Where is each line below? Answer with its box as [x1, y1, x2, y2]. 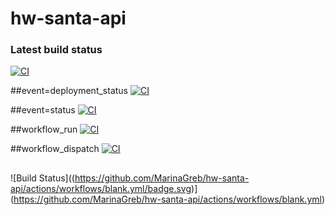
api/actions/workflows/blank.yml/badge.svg [10, 182, 192, 194]
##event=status [10, 104, 76, 116]
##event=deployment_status [10, 85, 128, 97]
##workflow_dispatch [10, 143, 100, 155]
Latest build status [10, 43, 103, 57]
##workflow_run [10, 123, 78, 136]
